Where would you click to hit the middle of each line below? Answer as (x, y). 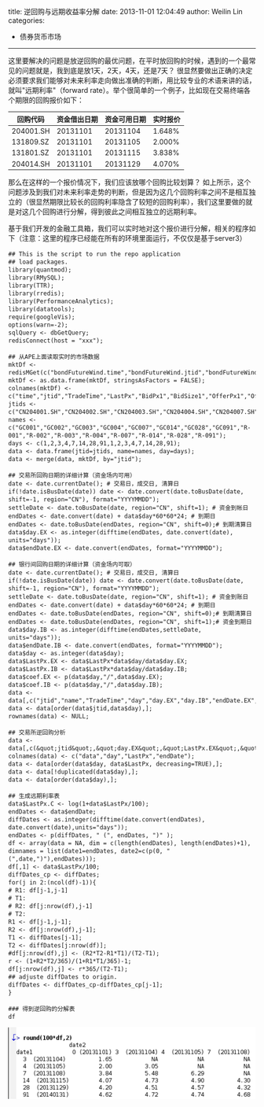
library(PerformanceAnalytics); (61, 301)
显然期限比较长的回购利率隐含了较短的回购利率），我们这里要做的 (140, 202)
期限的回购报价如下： (49, 100)
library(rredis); (37, 293)
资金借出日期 (77, 119)
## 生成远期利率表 (34, 796)
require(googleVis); (42, 317)
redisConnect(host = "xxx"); (56, 341)
